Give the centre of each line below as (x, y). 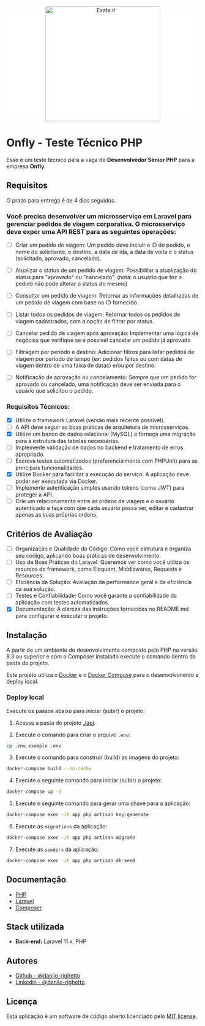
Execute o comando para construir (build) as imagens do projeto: (97, 757)
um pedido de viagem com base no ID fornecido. (77, 303)
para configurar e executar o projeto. (62, 616)
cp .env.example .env (34, 746)
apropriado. (30, 455)
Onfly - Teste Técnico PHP (74, 143)
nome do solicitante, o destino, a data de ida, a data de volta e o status (104, 252)
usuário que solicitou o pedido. (54, 391)
